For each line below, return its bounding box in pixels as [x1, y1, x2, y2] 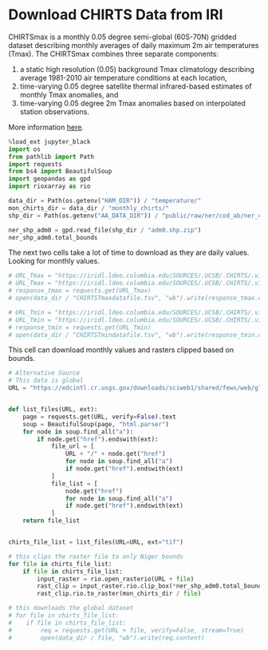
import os [8, 145, 41, 153]
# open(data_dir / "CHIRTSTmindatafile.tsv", [8, 331, 162, 339]
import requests [8, 160, 62, 168]
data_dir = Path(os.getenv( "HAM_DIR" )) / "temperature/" [8, 197, 202, 205]
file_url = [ [50, 442, 94, 450]
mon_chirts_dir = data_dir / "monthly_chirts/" [8, 204, 170, 212]
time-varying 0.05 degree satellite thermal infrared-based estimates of [19, 81, 253, 91]
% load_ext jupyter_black [8, 137, 91, 145]
